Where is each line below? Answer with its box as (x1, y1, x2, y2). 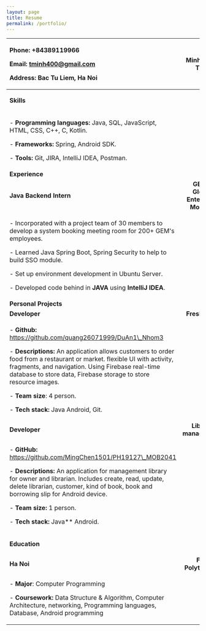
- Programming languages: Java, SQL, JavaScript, (9, 118, 157, 127)
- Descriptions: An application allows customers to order (9, 347, 175, 356)
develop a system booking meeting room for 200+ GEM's (9, 226, 175, 235)
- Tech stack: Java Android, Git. (9, 406, 103, 414)
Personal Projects (9, 300, 63, 308)
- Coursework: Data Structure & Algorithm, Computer (9, 594, 164, 602)
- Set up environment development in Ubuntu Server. (9, 269, 163, 278)
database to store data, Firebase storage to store (9, 370, 150, 379)
